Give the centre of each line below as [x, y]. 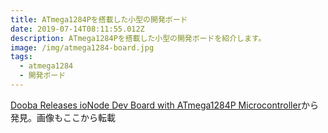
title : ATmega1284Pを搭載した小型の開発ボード [99, 19]
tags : [21, 57]
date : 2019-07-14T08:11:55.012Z [77, 29]
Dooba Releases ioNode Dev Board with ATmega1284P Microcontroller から [164, 105]
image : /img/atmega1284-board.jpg [82, 47]
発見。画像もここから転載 [63, 117]
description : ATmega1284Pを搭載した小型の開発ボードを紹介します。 [138, 38]
